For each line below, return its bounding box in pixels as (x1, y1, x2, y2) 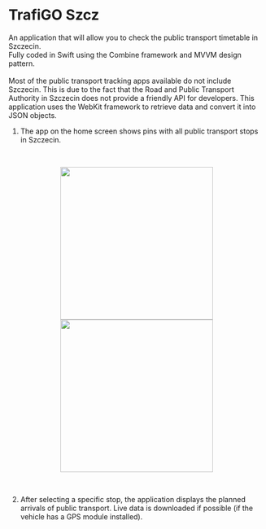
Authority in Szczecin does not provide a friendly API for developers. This (8, 93, 255, 103)
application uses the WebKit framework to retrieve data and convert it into (8, 102, 256, 111)
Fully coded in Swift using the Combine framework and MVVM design (8, 50, 242, 59)
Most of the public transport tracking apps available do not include (8, 76, 232, 85)
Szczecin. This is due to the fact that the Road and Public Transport (8, 84, 234, 94)
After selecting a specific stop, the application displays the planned (20, 494, 246, 504)
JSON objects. (8, 110, 57, 120)
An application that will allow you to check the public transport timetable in (8, 33, 259, 42)
